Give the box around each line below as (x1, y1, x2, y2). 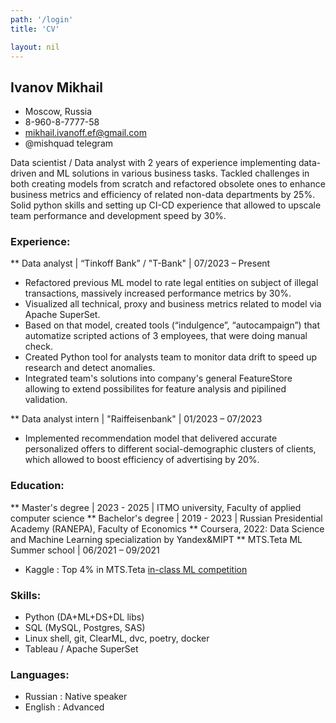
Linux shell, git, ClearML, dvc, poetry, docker (24, 632, 210, 645)
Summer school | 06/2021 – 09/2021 (10, 544, 160, 556)
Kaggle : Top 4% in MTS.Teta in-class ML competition (24, 563, 248, 575)
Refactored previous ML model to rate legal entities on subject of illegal (24, 277, 319, 289)
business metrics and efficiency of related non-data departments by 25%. (10, 189, 316, 201)
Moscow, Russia (24, 106, 93, 118)
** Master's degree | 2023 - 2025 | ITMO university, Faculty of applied (10, 501, 302, 513)
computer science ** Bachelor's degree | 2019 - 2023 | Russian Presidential (10, 512, 323, 524)
